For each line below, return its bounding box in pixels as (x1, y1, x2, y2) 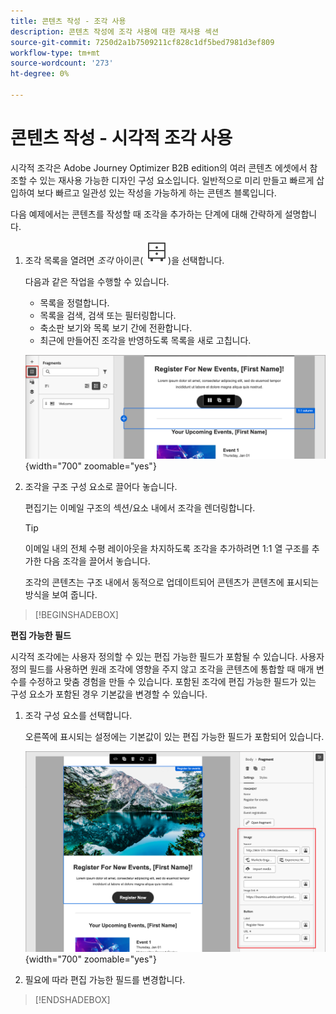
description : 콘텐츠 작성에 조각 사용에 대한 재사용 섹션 (10, 26, 219, 37)
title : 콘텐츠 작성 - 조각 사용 (10, 16, 127, 26)
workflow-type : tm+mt (10, 48, 101, 58)
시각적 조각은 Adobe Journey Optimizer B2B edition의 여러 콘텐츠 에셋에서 (10, 161, 308, 174)
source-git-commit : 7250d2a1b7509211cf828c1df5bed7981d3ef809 (10, 37, 275, 47)
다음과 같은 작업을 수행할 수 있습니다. (24, 275, 170, 287)
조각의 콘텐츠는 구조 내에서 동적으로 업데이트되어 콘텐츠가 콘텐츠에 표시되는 (24, 576, 320, 588)
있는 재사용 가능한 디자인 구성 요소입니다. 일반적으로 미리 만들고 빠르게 (39, 174, 315, 186)
